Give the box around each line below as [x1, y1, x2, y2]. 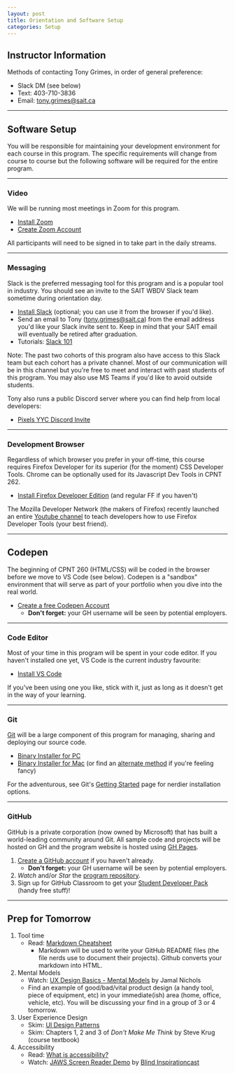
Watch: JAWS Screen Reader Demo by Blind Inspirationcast [27, 1058, 199, 1067]
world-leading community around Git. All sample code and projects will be [7, 835, 221, 844]
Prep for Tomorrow [7, 912, 92, 924]
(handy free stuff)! [17, 886, 71, 894]
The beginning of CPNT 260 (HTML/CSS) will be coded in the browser [7, 565, 210, 574]
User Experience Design [17, 1013, 87, 1022]
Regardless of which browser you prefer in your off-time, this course [7, 455, 205, 464]
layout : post [7, 10, 45, 18]
